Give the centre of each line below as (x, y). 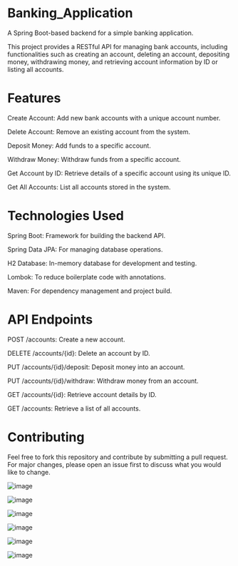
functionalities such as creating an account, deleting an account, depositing (119, 54)
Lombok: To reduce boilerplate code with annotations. (87, 277)
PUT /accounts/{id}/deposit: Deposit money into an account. (96, 367)
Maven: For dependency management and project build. (90, 291)
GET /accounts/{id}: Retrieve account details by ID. (82, 394)
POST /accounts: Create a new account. (66, 339)
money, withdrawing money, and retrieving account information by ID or (113, 61)
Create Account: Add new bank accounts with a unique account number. (114, 118)
